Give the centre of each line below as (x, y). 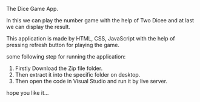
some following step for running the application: (66, 56)
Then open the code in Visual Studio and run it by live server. (91, 81)
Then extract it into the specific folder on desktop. (78, 75)
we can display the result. (38, 27)
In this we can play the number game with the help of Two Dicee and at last (100, 20)
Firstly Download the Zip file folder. (59, 68)
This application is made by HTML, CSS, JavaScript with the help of (91, 38)
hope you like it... (28, 93)
